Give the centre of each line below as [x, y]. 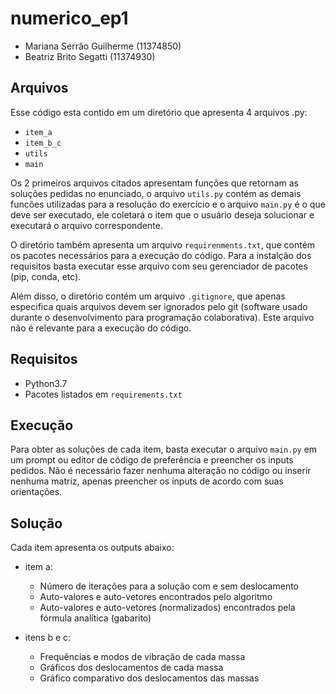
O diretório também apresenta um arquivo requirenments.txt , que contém [163, 244]
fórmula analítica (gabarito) [95, 618]
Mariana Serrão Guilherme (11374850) [103, 46]
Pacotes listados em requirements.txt [103, 394]
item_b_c [43, 143]
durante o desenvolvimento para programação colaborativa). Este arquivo [162, 317]
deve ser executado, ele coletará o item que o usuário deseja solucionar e [162, 214]
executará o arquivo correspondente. [86, 225]
